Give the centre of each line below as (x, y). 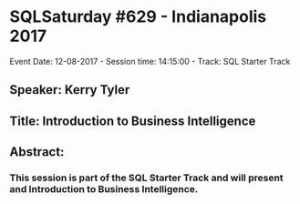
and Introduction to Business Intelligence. (104, 189)
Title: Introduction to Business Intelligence (133, 121)
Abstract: (37, 152)
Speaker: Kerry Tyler (70, 90)
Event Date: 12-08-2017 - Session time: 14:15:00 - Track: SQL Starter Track (150, 61)
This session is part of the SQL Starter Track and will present (147, 178)
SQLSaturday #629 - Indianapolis (138, 17)
